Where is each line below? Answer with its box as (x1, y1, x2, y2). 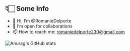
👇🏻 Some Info (5, 4, 49, 13)
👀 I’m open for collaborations (12, 23, 73, 29)
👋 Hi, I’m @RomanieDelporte (12, 17, 72, 23)
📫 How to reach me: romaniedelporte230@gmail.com (12, 28, 125, 34)
